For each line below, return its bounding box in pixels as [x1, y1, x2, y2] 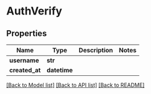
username [9, 56, 39, 64]
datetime [46, 66, 73, 74]
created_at [9, 66, 41, 74]
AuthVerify [6, 4, 62, 18]
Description [78, 46, 114, 54]
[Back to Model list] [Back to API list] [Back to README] [6, 81, 145, 89]
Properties [6, 28, 47, 39]
